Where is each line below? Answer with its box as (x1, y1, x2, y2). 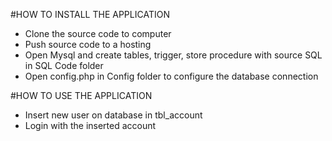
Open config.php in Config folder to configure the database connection (24, 70, 319, 82)
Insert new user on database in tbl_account (24, 109, 203, 121)
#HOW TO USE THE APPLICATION (10, 90, 153, 101)
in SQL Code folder (24, 60, 104, 71)
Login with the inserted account (24, 120, 157, 131)
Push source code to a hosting (24, 39, 152, 50)
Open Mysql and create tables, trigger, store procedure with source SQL (24, 49, 323, 61)
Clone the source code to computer (24, 28, 172, 39)
